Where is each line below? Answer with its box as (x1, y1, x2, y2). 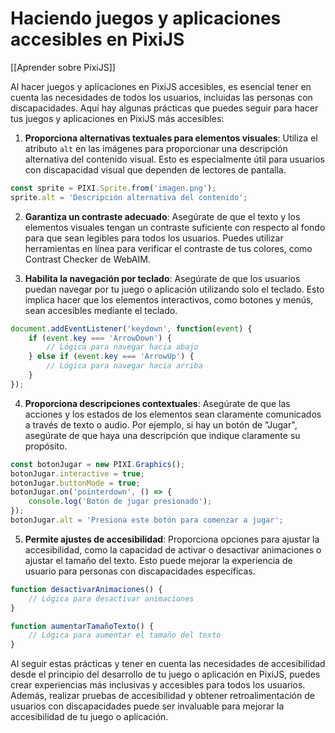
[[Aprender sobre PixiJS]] (10, 61, 116, 73)
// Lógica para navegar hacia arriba (46, 361, 203, 371)
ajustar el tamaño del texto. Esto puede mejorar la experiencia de (24, 554, 293, 566)
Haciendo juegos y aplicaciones (10, 7, 282, 30)
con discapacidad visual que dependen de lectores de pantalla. (24, 163, 287, 176)
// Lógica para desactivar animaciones (28, 593, 195, 604)
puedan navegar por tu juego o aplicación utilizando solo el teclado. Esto (24, 283, 325, 295)
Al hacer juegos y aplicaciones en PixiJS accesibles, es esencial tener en (10, 80, 312, 92)
